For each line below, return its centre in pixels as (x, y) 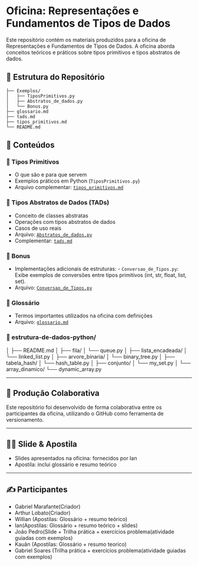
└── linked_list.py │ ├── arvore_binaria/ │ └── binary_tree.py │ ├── (90, 356)
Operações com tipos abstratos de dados (65, 222)
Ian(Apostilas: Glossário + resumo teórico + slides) (76, 526)
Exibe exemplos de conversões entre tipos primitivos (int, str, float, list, (100, 275)
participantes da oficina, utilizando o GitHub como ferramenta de (85, 414)
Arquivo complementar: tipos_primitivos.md (69, 187)
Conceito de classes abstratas (51, 215)
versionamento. (25, 420)
